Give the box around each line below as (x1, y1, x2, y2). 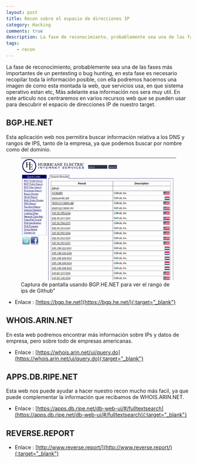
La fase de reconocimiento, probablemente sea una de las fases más (6, 63, 173, 70)
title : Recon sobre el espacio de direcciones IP (6, 15, 130, 22)
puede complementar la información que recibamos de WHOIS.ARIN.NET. (6, 394, 185, 401)
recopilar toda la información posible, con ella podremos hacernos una (6, 76, 177, 83)
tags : (6, 40, 19, 46)
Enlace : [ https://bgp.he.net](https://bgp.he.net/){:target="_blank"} (14, 298, 176, 305)
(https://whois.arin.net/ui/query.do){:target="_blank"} (14, 355, 144, 362)
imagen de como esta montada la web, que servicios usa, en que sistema (6, 82, 184, 89)
